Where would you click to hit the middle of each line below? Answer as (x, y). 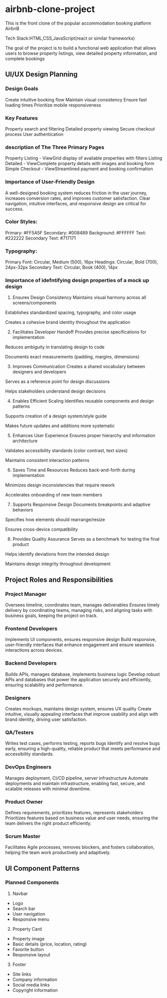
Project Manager (26, 594)
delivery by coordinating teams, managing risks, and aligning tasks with (79, 610)
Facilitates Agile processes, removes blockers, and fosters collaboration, (80, 847)
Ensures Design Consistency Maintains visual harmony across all (79, 298)
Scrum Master (23, 836)
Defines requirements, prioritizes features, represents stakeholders (74, 812)
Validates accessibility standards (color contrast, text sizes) (66, 451)
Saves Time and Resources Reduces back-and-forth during (73, 470)
